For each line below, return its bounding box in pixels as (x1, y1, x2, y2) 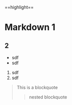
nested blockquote (29, 94, 68, 100)
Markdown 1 (4, 22, 56, 33)
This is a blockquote (16, 85, 58, 90)
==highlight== (4, 4, 34, 10)
